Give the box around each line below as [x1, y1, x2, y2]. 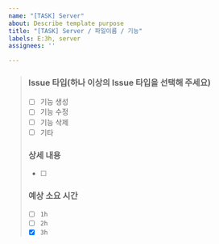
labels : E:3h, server [8, 34, 81, 43]
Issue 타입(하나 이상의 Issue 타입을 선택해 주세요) [27, 78, 211, 89]
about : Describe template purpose [8, 19, 125, 27]
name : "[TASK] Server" [8, 11, 85, 20]
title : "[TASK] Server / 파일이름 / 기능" [8, 27, 143, 35]
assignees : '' [8, 42, 56, 50]
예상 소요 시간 [27, 190, 78, 201]
